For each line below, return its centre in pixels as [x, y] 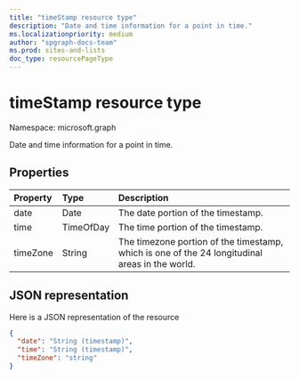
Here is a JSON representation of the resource [94, 317]
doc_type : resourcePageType [61, 59]
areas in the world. [157, 263]
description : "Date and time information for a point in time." [131, 26]
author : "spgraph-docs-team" [63, 42]
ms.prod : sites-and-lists [57, 51]
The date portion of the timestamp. [191, 213]
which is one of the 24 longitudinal [190, 253]
